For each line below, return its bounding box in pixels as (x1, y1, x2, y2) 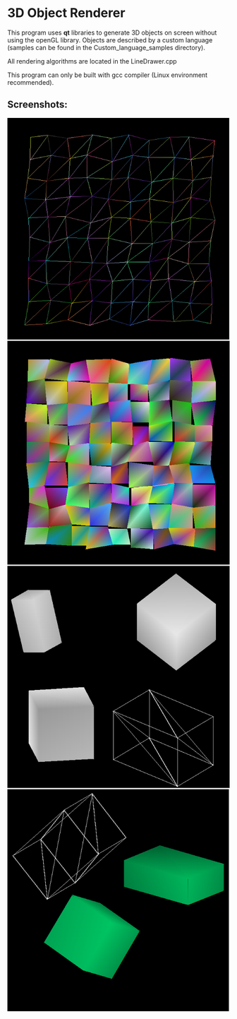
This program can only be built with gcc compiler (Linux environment (7, 71, 208, 79)
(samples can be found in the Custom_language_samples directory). (7, 43, 206, 52)
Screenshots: (7, 99, 68, 111)
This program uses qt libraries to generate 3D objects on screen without (7, 28, 217, 37)
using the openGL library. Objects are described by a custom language (7, 35, 213, 44)
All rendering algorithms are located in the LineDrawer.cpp (7, 56, 178, 65)
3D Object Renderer (7, 5, 126, 21)
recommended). (7, 78, 54, 86)
